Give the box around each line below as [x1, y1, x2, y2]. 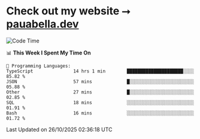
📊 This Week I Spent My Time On [6, 49, 91, 56]
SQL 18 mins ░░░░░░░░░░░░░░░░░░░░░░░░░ [6, 99, 195, 105]
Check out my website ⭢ [6, 4, 131, 18]
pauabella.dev [6, 17, 79, 31]
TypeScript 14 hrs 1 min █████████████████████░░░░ [6, 68, 195, 74]
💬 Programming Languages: [6, 63, 71, 69]
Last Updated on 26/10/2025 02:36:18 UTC [6, 126, 113, 133]
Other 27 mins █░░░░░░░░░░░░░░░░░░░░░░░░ [6, 89, 195, 95]
